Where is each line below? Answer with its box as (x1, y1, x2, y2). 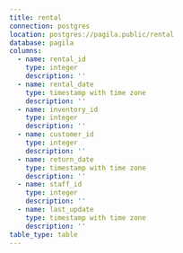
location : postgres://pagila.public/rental (9, 30, 175, 39)
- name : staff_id (17, 180, 83, 189)
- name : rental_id (17, 55, 87, 64)
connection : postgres (9, 22, 91, 31)
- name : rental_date (17, 80, 94, 89)
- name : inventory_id (17, 105, 99, 114)
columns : (9, 47, 42, 56)
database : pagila (9, 38, 74, 48)
